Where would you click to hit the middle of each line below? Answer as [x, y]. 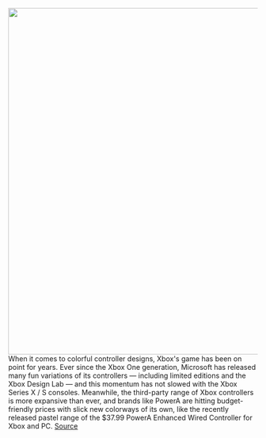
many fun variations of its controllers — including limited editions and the [127, 375]
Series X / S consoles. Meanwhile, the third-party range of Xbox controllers [131, 392]
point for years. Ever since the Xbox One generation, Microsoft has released [132, 367]
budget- [230, 401]
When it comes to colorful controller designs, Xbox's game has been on [125, 359]
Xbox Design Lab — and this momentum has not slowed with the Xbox [123, 384]
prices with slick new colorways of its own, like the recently [132, 409]
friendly [21, 409]
